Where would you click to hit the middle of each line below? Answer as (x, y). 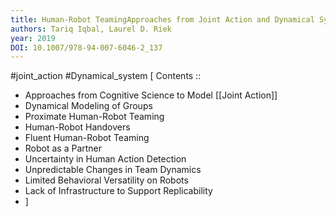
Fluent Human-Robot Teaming (87, 138)
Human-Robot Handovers (77, 127)
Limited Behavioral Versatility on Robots (106, 180)
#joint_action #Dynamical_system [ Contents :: (106, 76)
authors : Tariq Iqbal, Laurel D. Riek (91, 29)
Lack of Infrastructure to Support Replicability (118, 191)
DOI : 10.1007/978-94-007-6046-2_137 (86, 47)
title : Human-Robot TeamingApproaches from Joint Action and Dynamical (162, 19)
